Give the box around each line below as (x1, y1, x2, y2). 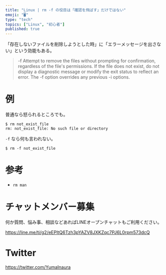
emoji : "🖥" (5, 12, 29, 17)
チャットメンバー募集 (5, 201, 95, 213)
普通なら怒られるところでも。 (5, 111, 68, 118)
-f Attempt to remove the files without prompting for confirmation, (17, 58, 156, 64)
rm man (12, 182, 27, 188)
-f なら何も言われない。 (5, 136, 56, 142)
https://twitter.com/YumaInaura (5, 264, 71, 270)
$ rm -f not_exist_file (5, 146, 56, 151)
